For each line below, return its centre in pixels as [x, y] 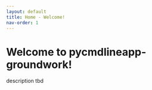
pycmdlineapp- [108, 52]
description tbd [25, 81]
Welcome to [36, 52]
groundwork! [39, 64]
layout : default [26, 12]
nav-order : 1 [22, 22]
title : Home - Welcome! [36, 17]
